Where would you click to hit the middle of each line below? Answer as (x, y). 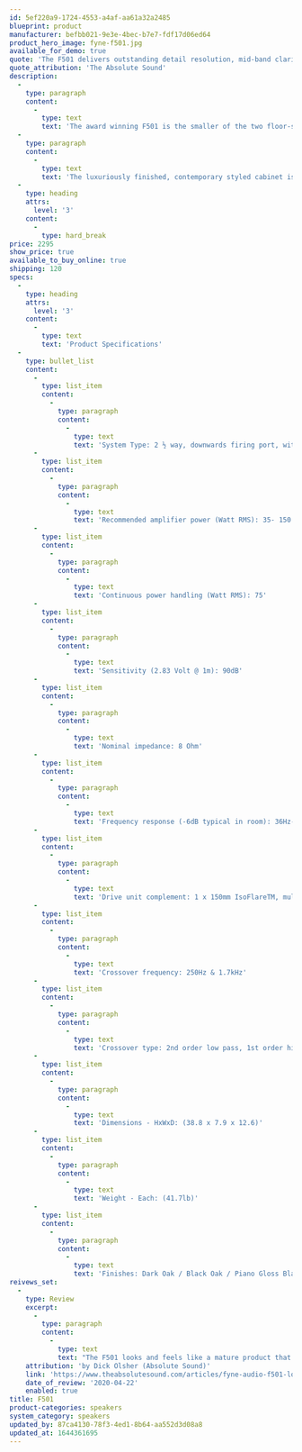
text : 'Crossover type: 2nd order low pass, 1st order (178, 1048)
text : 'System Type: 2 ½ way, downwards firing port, (176, 445)
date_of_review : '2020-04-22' (82, 1383)
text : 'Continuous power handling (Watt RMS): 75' (170, 595)
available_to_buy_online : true (68, 261)
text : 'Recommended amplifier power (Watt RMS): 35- (174, 520)
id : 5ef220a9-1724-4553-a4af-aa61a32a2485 (90, 18)
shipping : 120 (36, 269)
